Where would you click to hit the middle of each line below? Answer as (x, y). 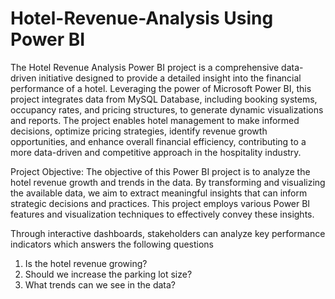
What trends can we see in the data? (100, 284)
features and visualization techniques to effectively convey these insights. (162, 214)
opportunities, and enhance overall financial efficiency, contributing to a (158, 141)
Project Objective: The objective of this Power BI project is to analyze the (160, 171)
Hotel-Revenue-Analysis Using (142, 18)
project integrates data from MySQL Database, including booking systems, (164, 99)
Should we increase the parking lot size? (108, 274)
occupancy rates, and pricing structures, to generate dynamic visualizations (167, 109)
